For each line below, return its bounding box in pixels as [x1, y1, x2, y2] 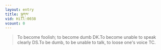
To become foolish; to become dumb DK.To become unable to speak [17, 34, 156, 40]
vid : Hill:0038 [5, 16, 36, 21]
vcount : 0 [5, 21, 26, 26]
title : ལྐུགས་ [5, 12, 29, 17]
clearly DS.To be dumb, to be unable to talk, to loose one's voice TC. [17, 40, 156, 46]
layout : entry [5, 7, 34, 12]
